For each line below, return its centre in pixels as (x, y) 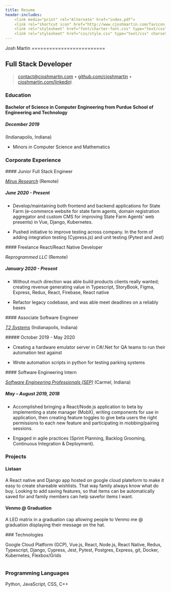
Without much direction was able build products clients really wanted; (86, 281)
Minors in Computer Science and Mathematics (61, 147)
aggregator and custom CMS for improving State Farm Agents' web (83, 217)
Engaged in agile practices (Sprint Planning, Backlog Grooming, (79, 438)
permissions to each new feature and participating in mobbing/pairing (86, 423)
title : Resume (20, 10)
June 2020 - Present (27, 193)
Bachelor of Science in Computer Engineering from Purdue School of (79, 107)
